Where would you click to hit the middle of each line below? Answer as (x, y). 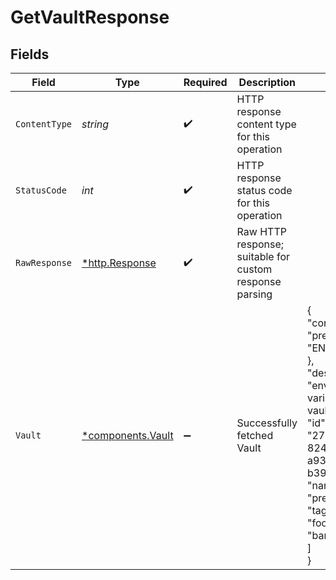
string (95, 124)
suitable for (263, 256)
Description (267, 82)
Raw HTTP (261, 231)
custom (254, 269)
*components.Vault (127, 435)
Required (205, 82)
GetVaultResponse (90, 17)
